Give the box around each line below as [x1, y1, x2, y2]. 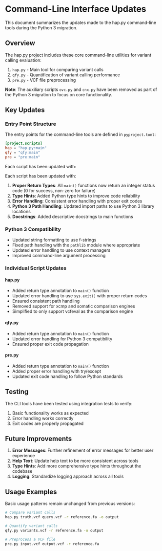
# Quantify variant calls [5, 523, 58, 529]
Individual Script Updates [5, 265, 67, 272]
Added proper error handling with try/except [12, 368, 101, 374]
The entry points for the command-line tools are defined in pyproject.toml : [5, 132, 156, 137]
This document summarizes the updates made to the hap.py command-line [5, 20, 157, 25]
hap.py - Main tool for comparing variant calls [12, 66, 104, 72]
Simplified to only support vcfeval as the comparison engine [12, 309, 133, 314]
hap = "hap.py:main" [5, 146, 47, 151]
